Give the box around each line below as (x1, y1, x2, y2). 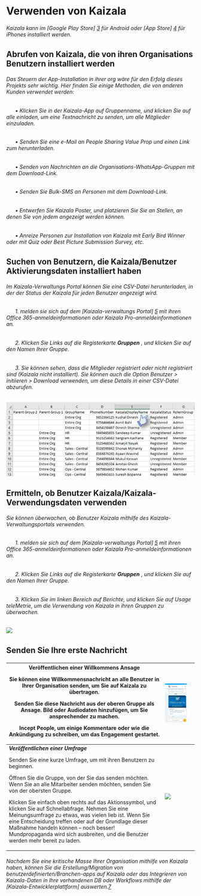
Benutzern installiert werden (6, 59, 115, 69)
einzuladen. (6, 119, 35, 127)
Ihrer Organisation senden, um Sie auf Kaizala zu (22, 682, 147, 690)
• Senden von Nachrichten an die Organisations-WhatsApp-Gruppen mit (14, 163, 195, 170)
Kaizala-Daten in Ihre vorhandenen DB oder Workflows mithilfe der (6, 877, 172, 884)
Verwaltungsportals (6, 520, 55, 528)
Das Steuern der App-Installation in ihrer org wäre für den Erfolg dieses (6, 75, 183, 82)
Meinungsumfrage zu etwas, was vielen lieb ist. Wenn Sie (8, 811, 151, 819)
